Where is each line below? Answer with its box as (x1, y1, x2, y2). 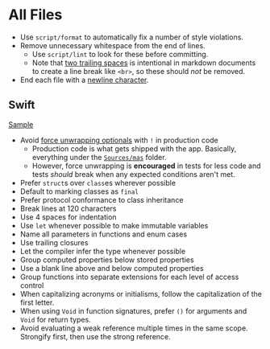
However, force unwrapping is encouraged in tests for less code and (31, 161, 261, 170)
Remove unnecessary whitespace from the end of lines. (19, 40, 206, 50)
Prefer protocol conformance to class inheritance (19, 195, 184, 204)
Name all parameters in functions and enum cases (19, 229, 188, 239)
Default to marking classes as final (19, 187, 139, 196)
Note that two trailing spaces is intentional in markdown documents (31, 58, 256, 68)
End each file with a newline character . (19, 75, 149, 84)
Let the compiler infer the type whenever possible (19, 246, 186, 256)
